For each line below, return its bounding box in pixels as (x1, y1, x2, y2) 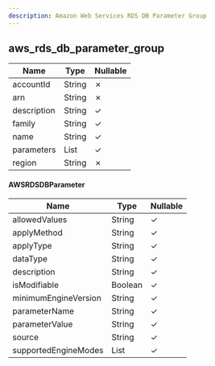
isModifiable (12, 279, 59, 290)
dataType (12, 253, 48, 264)
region (12, 158, 37, 169)
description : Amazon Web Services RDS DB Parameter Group (8, 11, 207, 20)
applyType (12, 240, 52, 251)
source (12, 331, 39, 343)
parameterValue (12, 319, 73, 330)
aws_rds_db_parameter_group (8, 42, 165, 56)
